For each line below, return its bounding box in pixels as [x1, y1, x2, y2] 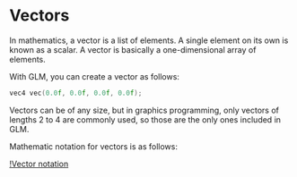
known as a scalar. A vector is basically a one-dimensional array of [9, 44, 257, 55]
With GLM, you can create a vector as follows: [9, 71, 179, 81]
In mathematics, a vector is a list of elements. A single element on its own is [9, 35, 289, 46]
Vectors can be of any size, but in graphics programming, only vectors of [9, 105, 280, 115]
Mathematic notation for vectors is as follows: [9, 140, 178, 152]
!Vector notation [9, 158, 69, 169]
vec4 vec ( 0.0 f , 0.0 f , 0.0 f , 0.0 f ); [9, 88, 143, 97]
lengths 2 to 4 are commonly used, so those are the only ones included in [9, 114, 281, 125]
